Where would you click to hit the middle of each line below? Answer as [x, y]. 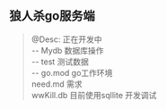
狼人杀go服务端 [52, 16]
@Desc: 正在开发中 [66, 39]
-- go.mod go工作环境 [72, 72]
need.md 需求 [57, 84]
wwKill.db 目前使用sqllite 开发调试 [94, 95]
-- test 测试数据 [60, 62]
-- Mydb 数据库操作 [68, 50]
